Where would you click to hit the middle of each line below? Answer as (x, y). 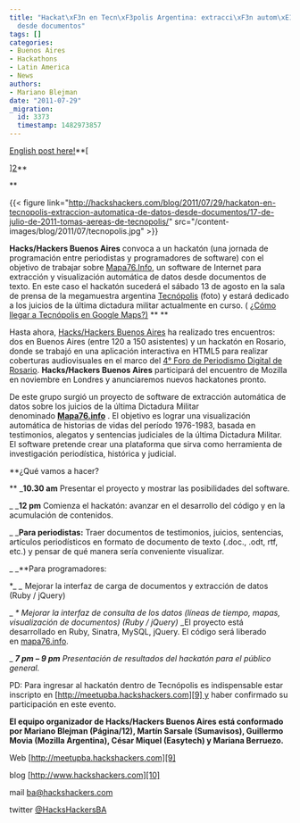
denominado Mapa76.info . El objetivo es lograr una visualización (130, 416)
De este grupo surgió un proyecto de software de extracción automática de (148, 397)
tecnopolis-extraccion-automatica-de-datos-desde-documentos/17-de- (142, 212)
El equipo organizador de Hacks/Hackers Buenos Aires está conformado (146, 721)
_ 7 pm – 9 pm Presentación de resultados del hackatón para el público (140, 658)
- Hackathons (33, 59)
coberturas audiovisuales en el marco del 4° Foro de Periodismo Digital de (146, 361)
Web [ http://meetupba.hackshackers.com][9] (92, 758)
